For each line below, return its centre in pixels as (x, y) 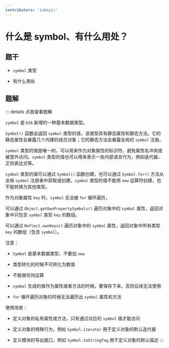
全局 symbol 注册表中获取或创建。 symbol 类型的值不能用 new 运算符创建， (81, 181)
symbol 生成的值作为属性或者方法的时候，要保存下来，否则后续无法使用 (87, 286)
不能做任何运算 (28, 275)
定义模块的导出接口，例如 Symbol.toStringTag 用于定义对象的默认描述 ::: (88, 340)
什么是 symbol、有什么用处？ (67, 37)
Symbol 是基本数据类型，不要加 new (49, 254)
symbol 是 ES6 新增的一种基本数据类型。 (46, 123)
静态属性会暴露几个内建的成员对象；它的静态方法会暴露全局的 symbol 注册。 (84, 140)
